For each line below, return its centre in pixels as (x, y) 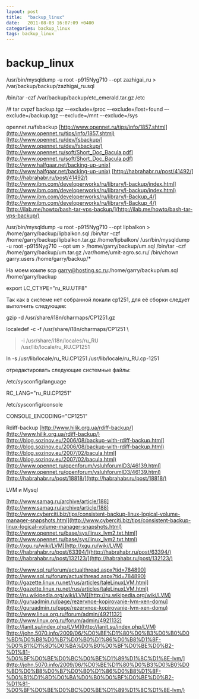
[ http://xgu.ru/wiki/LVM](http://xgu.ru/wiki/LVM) (64, 546)
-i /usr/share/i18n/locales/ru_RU (60, 341)
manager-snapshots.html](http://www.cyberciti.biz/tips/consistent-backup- (99, 520)
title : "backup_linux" (36, 17)
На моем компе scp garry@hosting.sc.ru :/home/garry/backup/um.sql (92, 270)
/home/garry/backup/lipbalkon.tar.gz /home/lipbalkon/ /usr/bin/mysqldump (98, 240)
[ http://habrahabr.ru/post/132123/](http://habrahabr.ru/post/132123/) (90, 558)
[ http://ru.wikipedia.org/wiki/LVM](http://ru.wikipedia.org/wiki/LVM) (89, 595)
